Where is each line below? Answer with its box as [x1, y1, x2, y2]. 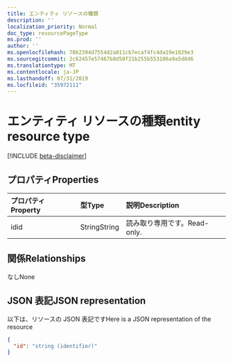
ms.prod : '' [7, 36, 42, 43]
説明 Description [126, 200, 180, 210]
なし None [7, 272, 35, 281]
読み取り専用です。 [126, 219, 189, 228]
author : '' [7, 42, 39, 49]
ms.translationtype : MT [7, 62, 76, 69]
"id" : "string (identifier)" [13, 343, 98, 349]
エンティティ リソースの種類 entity [7, 113, 201, 129]
